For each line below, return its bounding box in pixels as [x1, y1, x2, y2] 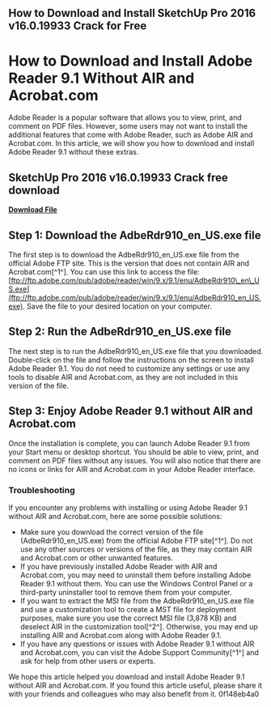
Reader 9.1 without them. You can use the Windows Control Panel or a [19, 578, 253, 588]
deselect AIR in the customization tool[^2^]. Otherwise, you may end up [19, 621, 259, 631]
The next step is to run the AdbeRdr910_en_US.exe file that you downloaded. [8, 346, 264, 356]
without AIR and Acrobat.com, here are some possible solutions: [8, 511, 222, 521]
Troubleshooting [8, 484, 75, 496]
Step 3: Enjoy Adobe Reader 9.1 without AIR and [8, 404, 253, 418]
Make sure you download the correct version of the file [19, 526, 204, 537]
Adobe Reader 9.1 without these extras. [8, 147, 139, 157]
